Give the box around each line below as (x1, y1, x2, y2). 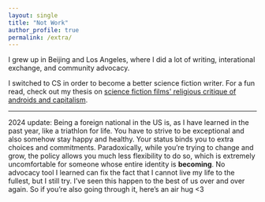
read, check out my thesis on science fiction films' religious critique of (8, 87, 237, 97)
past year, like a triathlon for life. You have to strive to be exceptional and (8, 127, 244, 136)
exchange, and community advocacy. (8, 64, 130, 73)
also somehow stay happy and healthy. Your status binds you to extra (8, 134, 234, 144)
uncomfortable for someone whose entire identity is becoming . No (8, 160, 226, 169)
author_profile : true (8, 26, 80, 34)
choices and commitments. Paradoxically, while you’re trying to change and (8, 143, 254, 152)
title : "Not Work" (8, 19, 69, 27)
